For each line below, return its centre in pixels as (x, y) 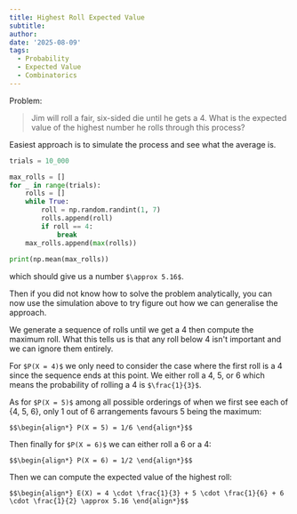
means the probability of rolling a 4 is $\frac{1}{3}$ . (105, 385)
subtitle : (28, 26)
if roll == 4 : (67, 226)
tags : (19, 51)
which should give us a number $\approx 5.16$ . (96, 277)
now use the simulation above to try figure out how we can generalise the (144, 303)
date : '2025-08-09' (45, 42)
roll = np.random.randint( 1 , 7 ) (101, 210)
